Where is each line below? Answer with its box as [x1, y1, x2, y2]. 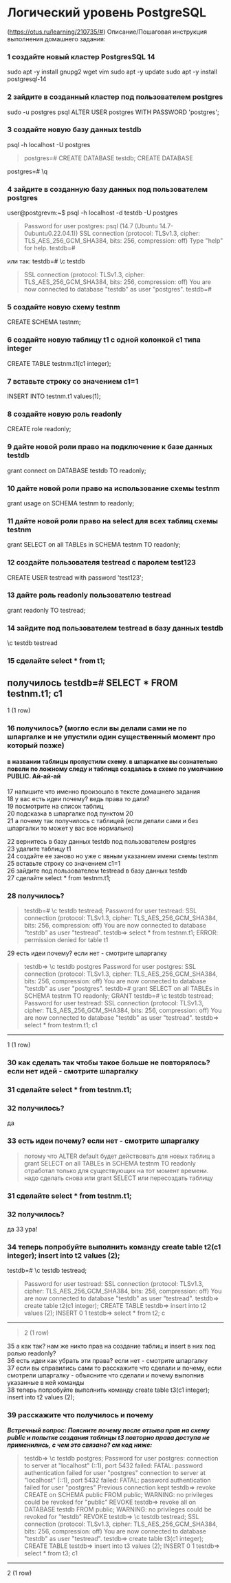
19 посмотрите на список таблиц [7, 802, 104, 810]
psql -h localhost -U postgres [7, 140, 91, 149]
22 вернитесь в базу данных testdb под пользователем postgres [7, 837, 197, 845]
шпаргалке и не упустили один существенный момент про [7, 732, 216, 741]
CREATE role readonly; [7, 425, 71, 433]
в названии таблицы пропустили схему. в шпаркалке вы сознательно [7, 758, 218, 766]
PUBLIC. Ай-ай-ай [7, 772, 61, 780]
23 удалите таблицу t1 [7, 844, 71, 853]
